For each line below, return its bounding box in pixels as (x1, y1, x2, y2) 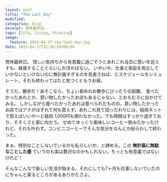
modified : (5, 16, 26, 21)
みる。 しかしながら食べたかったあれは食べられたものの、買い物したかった (5, 100, 160, 106)
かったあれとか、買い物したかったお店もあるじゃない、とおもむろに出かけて (5, 94, 163, 100)
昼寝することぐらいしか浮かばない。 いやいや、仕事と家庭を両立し (18, 65, 155, 71)
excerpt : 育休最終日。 (5, 26, 48, 31)
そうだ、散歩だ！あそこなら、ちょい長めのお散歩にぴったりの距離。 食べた (5, 88, 160, 94)
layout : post (5, 7, 32, 12)
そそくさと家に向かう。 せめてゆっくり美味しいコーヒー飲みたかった (13, 119, 155, 125)
